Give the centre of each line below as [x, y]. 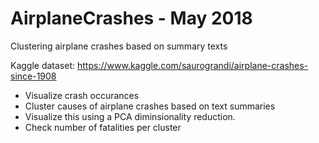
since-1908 [33, 76]
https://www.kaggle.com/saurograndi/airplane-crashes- [192, 65]
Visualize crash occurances [82, 95]
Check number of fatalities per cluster [103, 127]
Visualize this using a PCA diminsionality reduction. [130, 116]
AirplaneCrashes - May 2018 [131, 18]
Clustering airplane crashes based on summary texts [119, 46]
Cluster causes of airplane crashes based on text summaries [150, 106]
